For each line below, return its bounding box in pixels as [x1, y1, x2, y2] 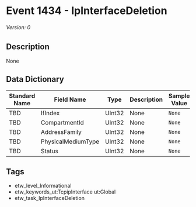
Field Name [54, 95, 86, 103]
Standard [9, 92, 36, 100]
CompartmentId [40, 118, 85, 126]
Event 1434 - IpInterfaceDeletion [6, 4, 167, 18]
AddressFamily [40, 127, 82, 136]
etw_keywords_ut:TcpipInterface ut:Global [14, 188, 116, 195]
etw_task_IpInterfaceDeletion [14, 195, 85, 202]
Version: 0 [6, 23, 31, 30]
